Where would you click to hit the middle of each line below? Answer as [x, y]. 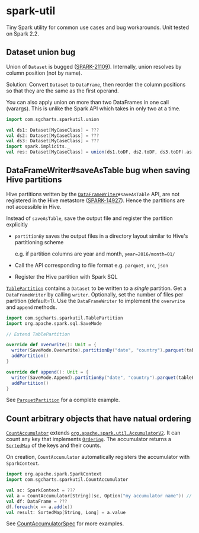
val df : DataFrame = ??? [37, 501]
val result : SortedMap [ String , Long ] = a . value [66, 512]
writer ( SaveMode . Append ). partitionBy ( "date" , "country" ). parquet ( [95, 378]
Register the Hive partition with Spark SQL [66, 276]
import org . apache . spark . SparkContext [54, 474]
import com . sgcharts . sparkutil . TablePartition [65, 318]
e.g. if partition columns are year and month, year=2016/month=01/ [95, 254]
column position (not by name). [44, 73]
